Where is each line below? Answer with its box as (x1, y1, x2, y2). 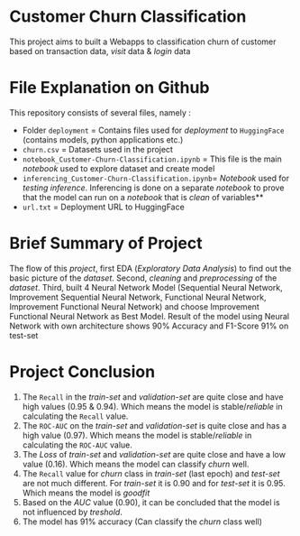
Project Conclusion (9, 362, 156, 382)
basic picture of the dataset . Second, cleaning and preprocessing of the (9, 273, 277, 283)
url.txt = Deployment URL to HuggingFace (22, 201, 185, 212)
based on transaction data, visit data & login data (9, 45, 191, 56)
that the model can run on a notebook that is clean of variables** (22, 191, 264, 202)
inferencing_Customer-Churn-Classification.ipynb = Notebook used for (22, 172, 290, 183)
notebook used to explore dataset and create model (22, 162, 215, 173)
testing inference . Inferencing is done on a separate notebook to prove (22, 182, 285, 193)
